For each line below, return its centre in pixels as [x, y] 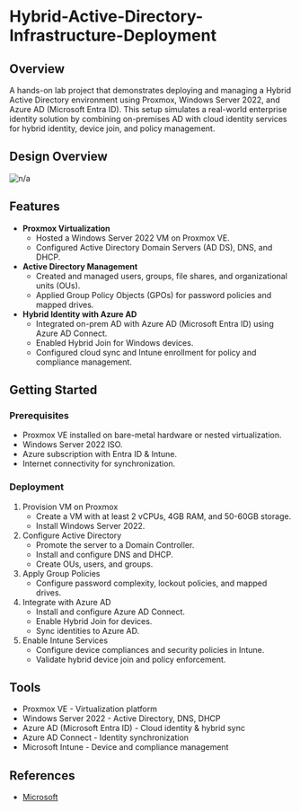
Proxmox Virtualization [66, 228]
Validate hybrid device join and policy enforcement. [131, 659]
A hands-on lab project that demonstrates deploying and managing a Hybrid [150, 90]
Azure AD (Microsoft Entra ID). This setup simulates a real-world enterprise [148, 109]
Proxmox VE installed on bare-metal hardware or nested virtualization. [152, 435]
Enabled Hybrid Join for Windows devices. [115, 342]
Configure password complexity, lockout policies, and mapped [151, 583]
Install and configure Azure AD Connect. [110, 612]
